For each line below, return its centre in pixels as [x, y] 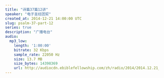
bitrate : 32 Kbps [31, 50]
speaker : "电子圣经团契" [28, 14]
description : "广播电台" [29, 32]
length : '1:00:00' [32, 46]
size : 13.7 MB [28, 59]
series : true [18, 28]
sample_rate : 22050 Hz [37, 55]
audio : [12, 37]
